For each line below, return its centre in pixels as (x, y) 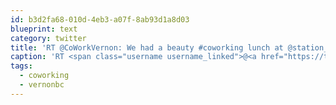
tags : (21, 66)
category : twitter (48, 38)
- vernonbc (42, 85)
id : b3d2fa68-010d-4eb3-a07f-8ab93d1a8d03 (100, 19)
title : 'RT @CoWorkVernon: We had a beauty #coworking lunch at (147, 47)
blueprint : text (44, 29)
